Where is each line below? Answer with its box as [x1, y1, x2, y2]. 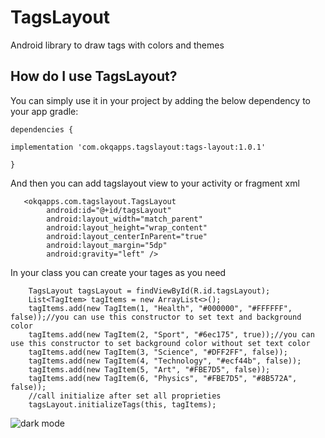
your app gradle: [10, 105, 79, 117]
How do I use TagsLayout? [10, 68, 178, 85]
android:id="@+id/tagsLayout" [46, 205, 172, 215]
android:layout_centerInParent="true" [46, 231, 208, 241]
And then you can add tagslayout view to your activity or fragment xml [10, 177, 300, 189]
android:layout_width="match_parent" [46, 214, 203, 224]
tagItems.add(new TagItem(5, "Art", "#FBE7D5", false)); [28, 364, 271, 375]
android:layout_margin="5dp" [46, 240, 168, 250]
